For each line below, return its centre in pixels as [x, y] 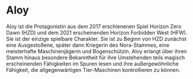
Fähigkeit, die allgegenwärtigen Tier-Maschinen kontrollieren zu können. [93, 70]
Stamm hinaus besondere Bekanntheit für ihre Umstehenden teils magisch [96, 57]
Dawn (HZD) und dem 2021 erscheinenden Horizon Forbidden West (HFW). [97, 32]
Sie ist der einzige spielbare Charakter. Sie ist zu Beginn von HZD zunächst [96, 39]
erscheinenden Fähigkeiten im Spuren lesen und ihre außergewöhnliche [92, 63]
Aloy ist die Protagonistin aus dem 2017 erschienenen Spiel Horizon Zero [94, 26]
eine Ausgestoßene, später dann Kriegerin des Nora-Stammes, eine [88, 45]
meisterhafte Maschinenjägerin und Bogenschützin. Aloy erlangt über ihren [96, 51]
